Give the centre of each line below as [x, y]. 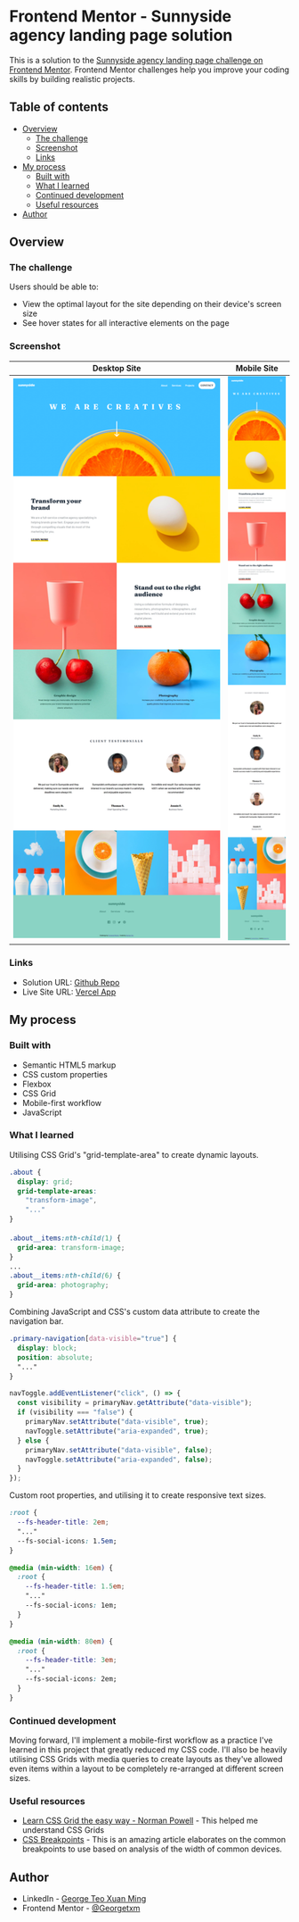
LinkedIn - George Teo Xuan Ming [84, 1899]
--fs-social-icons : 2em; [71, 1679]
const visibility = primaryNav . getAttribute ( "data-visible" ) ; [135, 1403]
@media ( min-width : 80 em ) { [61, 1641]
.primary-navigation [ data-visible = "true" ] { [93, 1339]
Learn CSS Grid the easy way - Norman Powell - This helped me [140, 1821]
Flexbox [36, 1084]
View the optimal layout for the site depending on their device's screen [152, 304]
